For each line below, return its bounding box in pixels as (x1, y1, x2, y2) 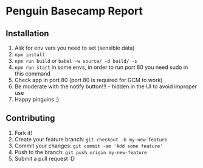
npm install (14, 52, 45, 58)
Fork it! (14, 129, 33, 137)
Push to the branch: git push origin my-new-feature (14, 148, 147, 155)
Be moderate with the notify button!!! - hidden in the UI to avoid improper (14, 83, 198, 90)
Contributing (5, 113, 55, 123)
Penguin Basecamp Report (5, 4, 143, 18)
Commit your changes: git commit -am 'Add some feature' (14, 142, 163, 149)
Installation (5, 28, 49, 39)
